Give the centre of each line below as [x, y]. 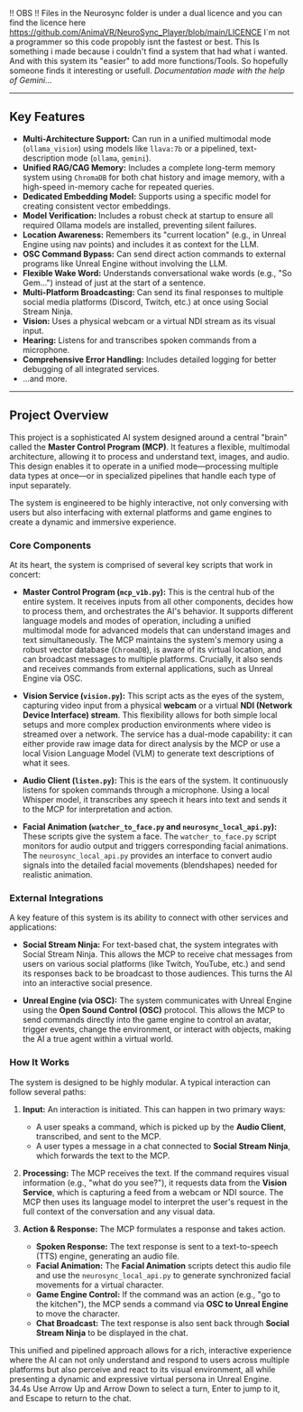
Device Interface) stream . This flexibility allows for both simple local [150, 715]
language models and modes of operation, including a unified [136, 620]
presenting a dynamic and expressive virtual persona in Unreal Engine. [141, 1379]
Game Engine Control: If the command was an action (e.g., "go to [158, 1294]
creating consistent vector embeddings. [96, 206]
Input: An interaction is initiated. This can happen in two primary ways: [154, 1109]
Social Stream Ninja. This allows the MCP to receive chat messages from [157, 954]
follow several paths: [48, 1092]
